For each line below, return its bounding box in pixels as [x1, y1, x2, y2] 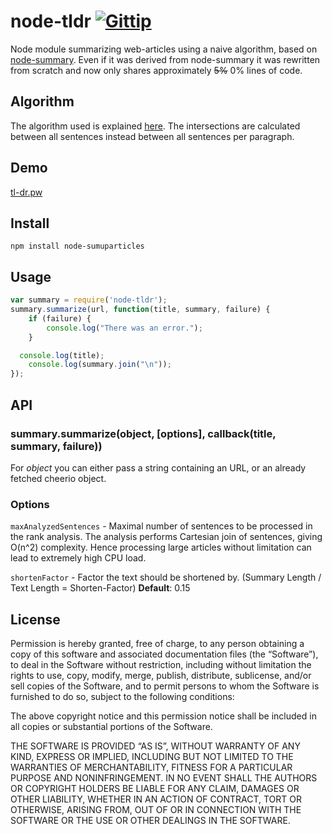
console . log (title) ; [19, 350, 105, 360]
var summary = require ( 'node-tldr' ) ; [10, 295, 168, 305]
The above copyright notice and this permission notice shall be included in [10, 710, 317, 722]
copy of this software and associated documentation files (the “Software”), [10, 648, 319, 660]
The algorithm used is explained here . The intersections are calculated [10, 120, 301, 132]
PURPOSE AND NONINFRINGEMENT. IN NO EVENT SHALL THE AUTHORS [10, 771, 318, 784]
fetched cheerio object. [10, 472, 107, 484]
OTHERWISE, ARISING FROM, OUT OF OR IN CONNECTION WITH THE [10, 803, 302, 815]
